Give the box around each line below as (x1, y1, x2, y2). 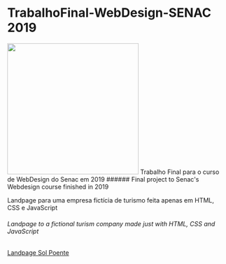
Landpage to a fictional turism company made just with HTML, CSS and (7, 219, 216, 228)
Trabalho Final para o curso (139, 168, 220, 176)
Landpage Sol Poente (7, 249, 69, 257)
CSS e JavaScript (7, 203, 58, 212)
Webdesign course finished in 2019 (7, 182, 109, 191)
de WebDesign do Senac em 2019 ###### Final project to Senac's (7, 175, 199, 183)
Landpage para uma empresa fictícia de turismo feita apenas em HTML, (7, 196, 215, 204)
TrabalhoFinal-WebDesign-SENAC (7, 5, 211, 21)
